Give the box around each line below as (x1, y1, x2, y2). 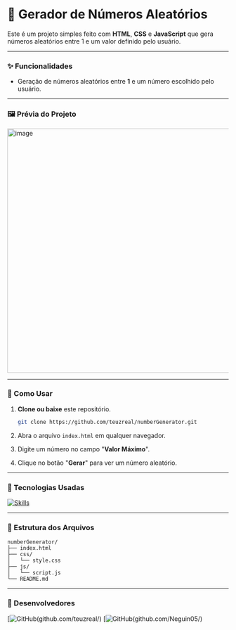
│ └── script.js (7, 570, 61, 577)
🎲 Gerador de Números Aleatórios (7, 6, 208, 22)
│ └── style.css (7, 557, 61, 565)
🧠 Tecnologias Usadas (7, 482, 85, 492)
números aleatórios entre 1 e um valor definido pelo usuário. (7, 37, 181, 45)
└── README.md (7, 576, 49, 583)
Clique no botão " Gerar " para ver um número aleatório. (17, 458, 178, 467)
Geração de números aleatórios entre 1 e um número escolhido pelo (17, 77, 214, 86)
